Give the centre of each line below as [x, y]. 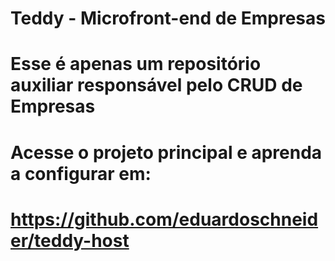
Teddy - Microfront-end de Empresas [168, 18]
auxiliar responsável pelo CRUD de [156, 85]
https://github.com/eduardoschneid [164, 219]
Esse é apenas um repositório [136, 64]
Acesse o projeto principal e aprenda [166, 152]
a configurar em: [81, 173]
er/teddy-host [70, 240]
